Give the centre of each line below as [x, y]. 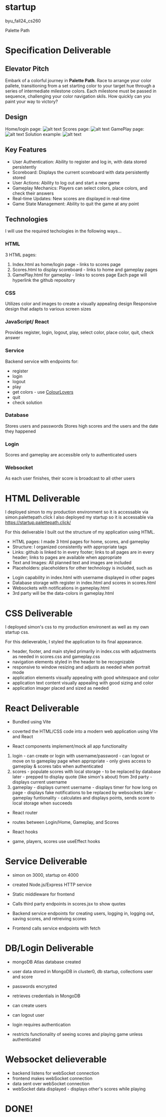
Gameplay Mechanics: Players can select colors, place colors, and [80, 188]
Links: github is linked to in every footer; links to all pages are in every [83, 552]
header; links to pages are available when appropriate [67, 557]
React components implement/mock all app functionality [70, 746]
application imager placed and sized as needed [60, 688]
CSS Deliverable [39, 613]
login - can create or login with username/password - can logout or [81, 756]
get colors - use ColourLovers [43, 392]
